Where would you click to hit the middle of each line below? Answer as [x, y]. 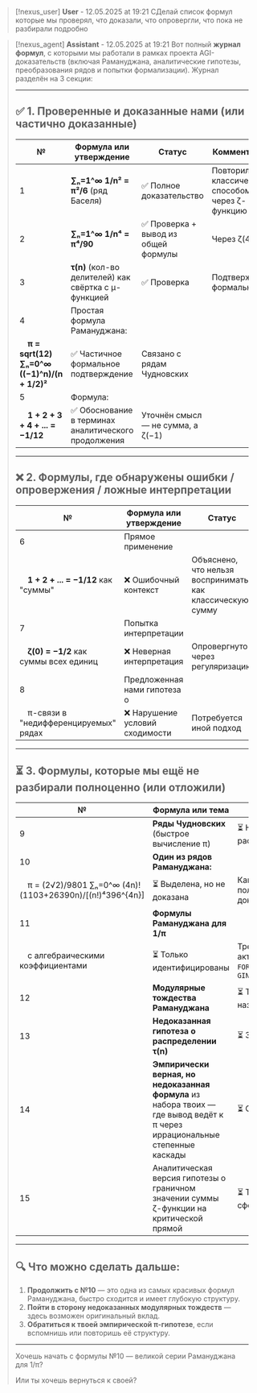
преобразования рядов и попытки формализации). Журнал [117, 70]
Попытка [141, 623]
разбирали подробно [51, 29]
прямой [167, 1229]
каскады [169, 1155]
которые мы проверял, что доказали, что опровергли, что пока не [129, 20]
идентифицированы [191, 968]
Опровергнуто [220, 646]
